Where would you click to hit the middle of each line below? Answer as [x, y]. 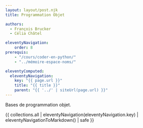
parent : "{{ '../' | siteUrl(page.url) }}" [61, 90]
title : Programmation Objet [35, 15]
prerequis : [17, 52]
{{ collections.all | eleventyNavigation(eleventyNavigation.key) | [72, 114]
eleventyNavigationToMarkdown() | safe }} [50, 120]
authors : [15, 24]
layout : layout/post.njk [32, 10]
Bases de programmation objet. [38, 104]
